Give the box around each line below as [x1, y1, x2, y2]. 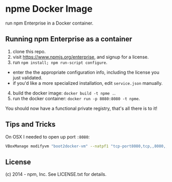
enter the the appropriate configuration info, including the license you [12, 69, 160, 75]
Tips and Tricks [5, 120, 56, 129]
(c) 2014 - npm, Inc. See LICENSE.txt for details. [5, 171, 106, 177]
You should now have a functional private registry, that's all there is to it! [5, 105, 158, 111]
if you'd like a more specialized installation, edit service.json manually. [12, 80, 163, 86]
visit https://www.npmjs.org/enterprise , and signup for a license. [12, 54, 149, 60]
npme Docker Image [5, 3, 93, 15]
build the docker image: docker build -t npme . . [12, 90, 116, 96]
